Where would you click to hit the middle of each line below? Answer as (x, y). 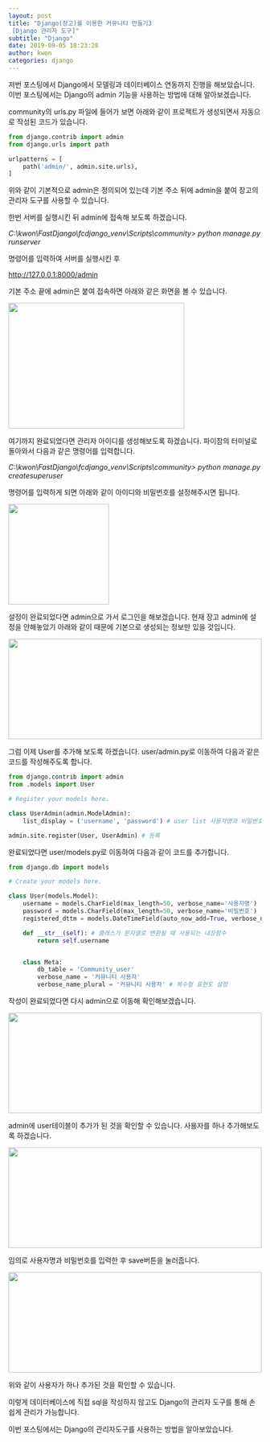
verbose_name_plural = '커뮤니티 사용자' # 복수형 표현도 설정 (133, 985)
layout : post (30, 16)
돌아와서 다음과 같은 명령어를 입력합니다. (72, 451)
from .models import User (51, 785)
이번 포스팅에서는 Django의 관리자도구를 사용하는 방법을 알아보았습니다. (121, 1429)
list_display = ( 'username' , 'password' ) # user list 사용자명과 (130, 821)
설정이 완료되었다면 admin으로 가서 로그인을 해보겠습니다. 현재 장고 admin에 (128, 617)
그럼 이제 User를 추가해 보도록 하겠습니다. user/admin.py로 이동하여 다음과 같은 (134, 752)
